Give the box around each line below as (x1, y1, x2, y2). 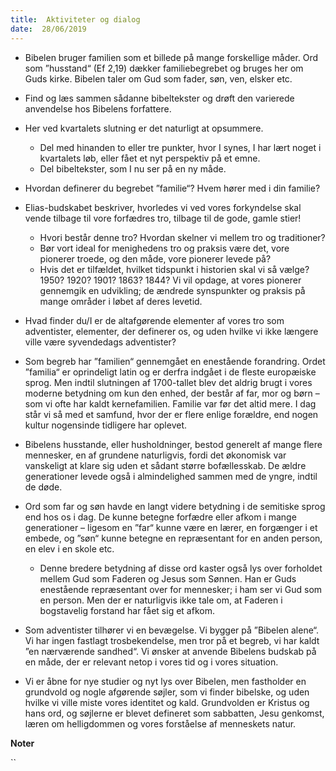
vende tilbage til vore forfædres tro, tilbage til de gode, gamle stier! (24, 212, 302, 224)
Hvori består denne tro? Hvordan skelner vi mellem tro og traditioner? (39, 231, 326, 243)
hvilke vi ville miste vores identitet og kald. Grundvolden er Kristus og (24, 696, 310, 708)
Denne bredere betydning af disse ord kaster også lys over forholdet (39, 562, 323, 574)
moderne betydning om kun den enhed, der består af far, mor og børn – (24, 387, 320, 399)
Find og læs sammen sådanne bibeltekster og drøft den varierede (24, 92, 295, 104)
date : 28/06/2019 (10, 24, 87, 34)
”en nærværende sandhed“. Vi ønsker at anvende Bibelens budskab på (24, 645, 317, 657)
